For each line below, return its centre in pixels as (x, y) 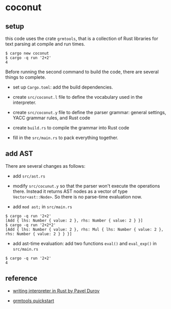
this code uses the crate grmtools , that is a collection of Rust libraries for (82, 38)
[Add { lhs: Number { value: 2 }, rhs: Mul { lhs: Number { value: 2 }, (84, 229)
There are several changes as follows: (45, 166)
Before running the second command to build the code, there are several (82, 72)
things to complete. (26, 77)
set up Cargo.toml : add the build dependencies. (63, 87)
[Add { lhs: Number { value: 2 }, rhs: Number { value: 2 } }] (74, 220)
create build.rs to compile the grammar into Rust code (71, 128)
